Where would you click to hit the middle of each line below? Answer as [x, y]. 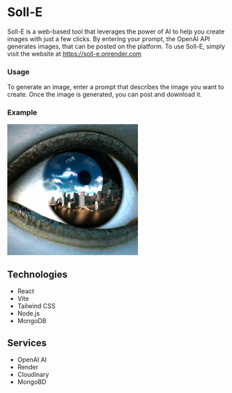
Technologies [38, 274]
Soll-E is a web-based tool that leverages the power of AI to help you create [116, 31]
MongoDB [32, 321]
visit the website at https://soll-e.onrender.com [74, 54]
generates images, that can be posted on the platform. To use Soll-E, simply [116, 46]
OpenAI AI [32, 359]
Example [22, 112]
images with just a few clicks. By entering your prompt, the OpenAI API [109, 38]
